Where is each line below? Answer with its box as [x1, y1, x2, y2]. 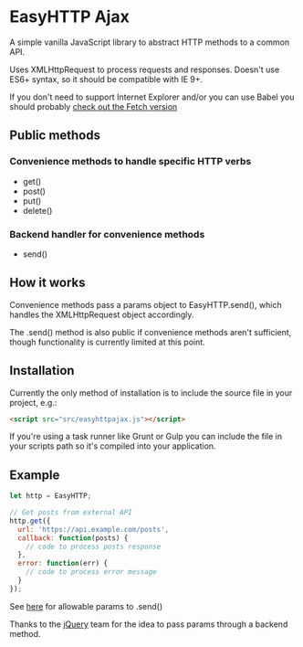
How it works [9, 275, 86, 291]
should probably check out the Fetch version [9, 101, 178, 111]
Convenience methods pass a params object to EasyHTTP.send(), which [9, 299, 282, 310]
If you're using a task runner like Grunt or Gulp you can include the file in [9, 431, 283, 442]
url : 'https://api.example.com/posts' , [17, 525, 170, 534]
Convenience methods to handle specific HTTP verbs [9, 155, 252, 168]
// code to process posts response [26, 542, 162, 551]
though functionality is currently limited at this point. [9, 336, 205, 347]
